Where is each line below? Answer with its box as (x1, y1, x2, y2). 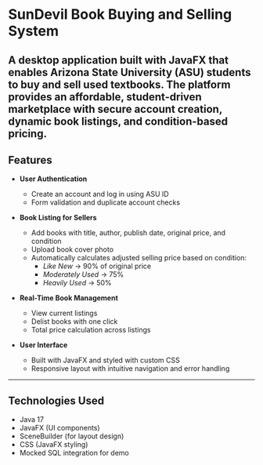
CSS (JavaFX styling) (19, 440, 88, 449)
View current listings (31, 308, 98, 318)
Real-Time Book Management (19, 293, 119, 303)
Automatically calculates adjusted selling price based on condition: (31, 253, 247, 263)
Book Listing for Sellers (19, 213, 97, 223)
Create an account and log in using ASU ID (31, 190, 170, 199)
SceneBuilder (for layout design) (19, 431, 124, 441)
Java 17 (19, 415, 45, 424)
